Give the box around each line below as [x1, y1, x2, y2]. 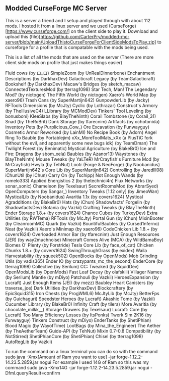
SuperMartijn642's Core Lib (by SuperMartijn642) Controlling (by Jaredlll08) [5, 167, 164, 173]
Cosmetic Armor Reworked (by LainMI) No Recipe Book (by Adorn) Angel [5, 129, 157, 135]
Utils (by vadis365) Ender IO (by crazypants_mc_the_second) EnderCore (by [5, 258, 163, 264]
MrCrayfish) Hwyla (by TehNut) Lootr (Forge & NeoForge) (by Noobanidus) [5, 161, 160, 167]
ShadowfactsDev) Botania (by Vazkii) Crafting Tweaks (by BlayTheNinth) [5, 204, 156, 210]
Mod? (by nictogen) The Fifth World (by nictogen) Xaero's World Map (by [5, 91, 157, 98]
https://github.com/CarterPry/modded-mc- [40, 33, 130, 39]
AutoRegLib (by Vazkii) [5, 339, 53, 345]
